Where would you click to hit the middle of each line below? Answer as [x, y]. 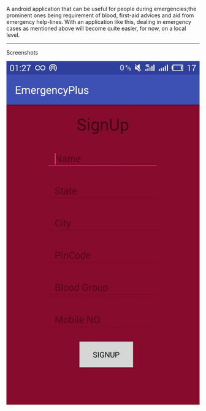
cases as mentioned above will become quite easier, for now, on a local [96, 28]
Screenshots [22, 52]
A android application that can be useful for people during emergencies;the [101, 9]
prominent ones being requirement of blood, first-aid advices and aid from [100, 15]
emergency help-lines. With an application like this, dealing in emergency [99, 22]
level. [13, 35]
